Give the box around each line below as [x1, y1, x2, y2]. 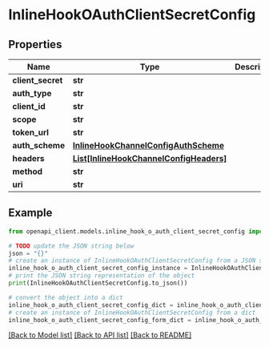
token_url [12, 127, 50, 138]
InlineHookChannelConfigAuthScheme [72, 140, 224, 151]
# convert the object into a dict [8, 293, 124, 301]
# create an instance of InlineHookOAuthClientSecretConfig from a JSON [8, 256, 256, 265]
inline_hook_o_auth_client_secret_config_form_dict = [8, 316, 192, 324]
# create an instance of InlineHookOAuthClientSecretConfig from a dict [8, 309, 256, 317]
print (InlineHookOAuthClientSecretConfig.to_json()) [8, 279, 188, 288]
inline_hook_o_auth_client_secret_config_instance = [8, 264, 188, 272]
